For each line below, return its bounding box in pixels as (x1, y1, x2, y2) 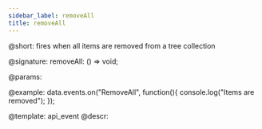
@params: (8, 72, 42, 81)
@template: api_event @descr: (8, 111, 109, 120)
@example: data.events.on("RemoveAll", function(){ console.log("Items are (8, 87, 255, 96)
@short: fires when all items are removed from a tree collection (8, 41, 216, 50)
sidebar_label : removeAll (8, 11, 94, 20)
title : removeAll (8, 19, 66, 27)
